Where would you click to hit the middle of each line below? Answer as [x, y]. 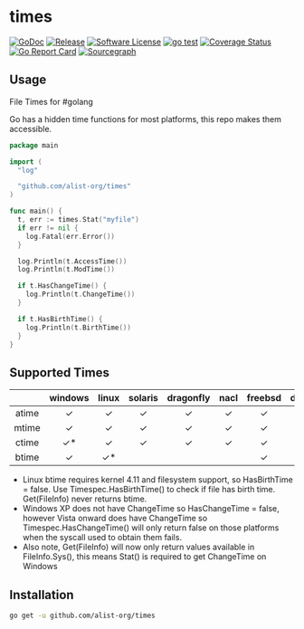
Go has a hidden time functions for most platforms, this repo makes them [146, 119]
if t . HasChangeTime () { [62, 286]
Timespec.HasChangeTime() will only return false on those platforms [151, 528]
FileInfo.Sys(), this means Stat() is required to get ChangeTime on [144, 557]
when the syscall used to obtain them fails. [102, 538]
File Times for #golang [51, 101]
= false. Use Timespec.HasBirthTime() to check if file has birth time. [149, 490]
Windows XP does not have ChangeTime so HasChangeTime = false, [151, 509]
